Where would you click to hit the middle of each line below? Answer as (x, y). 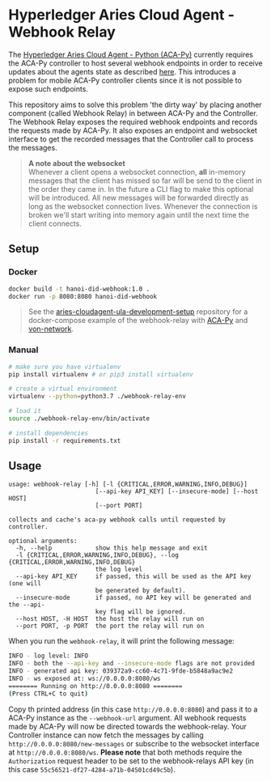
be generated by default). (140, 591)
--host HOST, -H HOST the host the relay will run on (110, 619)
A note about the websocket (76, 163)
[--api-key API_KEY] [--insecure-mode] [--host (177, 491)
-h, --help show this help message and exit (112, 548)
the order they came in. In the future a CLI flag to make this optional (141, 189)
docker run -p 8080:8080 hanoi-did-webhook (83, 296)
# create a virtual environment (63, 389)
